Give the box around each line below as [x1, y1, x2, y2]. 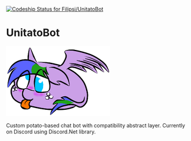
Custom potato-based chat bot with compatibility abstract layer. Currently [6, 122, 186, 129]
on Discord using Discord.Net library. [6, 128, 96, 135]
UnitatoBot [6, 26, 60, 39]
